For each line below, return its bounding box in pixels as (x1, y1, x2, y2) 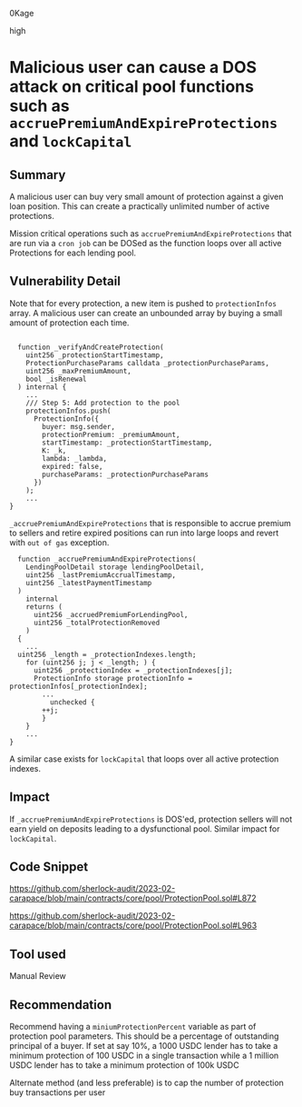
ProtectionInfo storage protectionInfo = (33, 673, 193, 683)
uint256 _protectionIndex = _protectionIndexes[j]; (33, 665, 233, 675)
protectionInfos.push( (25, 406, 112, 415)
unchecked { (49, 697, 95, 707)
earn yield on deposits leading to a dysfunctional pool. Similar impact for (9, 823, 280, 834)
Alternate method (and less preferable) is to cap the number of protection (9, 1077, 284, 1089)
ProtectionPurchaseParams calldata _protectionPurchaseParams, (25, 358, 270, 367)
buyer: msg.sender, (42, 422, 116, 431)
